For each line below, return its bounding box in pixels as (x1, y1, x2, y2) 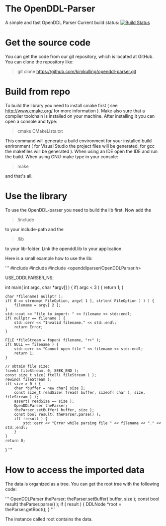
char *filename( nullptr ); (5, 294, 64, 299)
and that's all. (5, 173, 33, 179)
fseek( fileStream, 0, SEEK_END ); (5, 368, 79, 373)
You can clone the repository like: (5, 58, 74, 65)
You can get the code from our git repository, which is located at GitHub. (5, 53, 154, 59)
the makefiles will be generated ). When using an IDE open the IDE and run (5, 148, 158, 154)
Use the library (5, 191, 68, 202)
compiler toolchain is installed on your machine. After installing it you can (5, 113, 155, 119)
